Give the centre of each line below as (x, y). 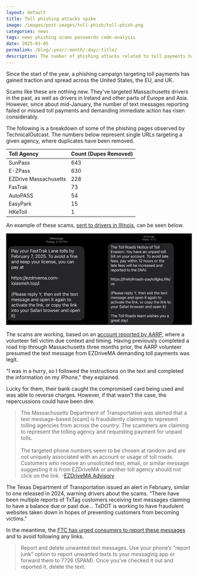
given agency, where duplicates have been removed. (70, 141)
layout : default (26, 12)
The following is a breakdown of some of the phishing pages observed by (95, 128)
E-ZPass (19, 170)
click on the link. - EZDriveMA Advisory (67, 476)
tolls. (26, 438)
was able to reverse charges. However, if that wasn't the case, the (86, 395)
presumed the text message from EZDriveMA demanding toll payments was (98, 353)
